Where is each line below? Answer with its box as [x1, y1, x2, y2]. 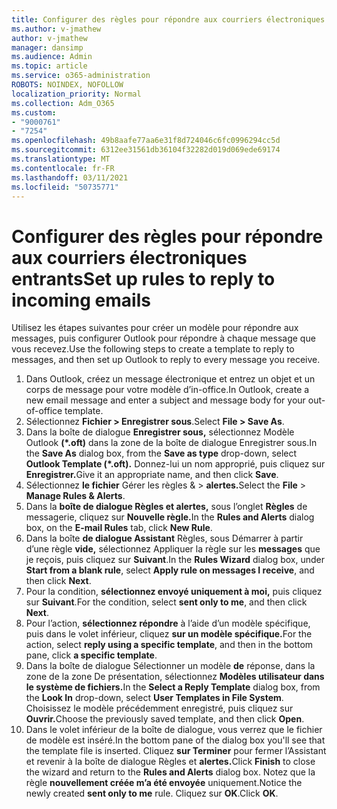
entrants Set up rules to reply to [11, 267, 276, 290]
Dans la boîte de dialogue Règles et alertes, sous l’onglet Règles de [25, 501, 308, 513]
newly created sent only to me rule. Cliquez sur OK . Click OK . [25, 787, 279, 800]
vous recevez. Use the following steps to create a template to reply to [11, 343, 295, 355]
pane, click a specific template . [25, 649, 158, 661]
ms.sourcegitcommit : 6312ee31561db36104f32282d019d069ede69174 [11, 145, 281, 155]
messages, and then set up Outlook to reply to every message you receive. [11, 354, 321, 366]
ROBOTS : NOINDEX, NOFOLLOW [11, 80, 124, 90]
